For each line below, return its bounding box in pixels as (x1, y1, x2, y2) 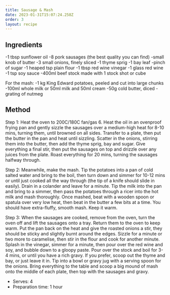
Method (5, 105, 31, 114)
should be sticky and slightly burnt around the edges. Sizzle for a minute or (5, 230, 162, 237)
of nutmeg (21, 91, 43, 97)
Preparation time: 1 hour (12, 283, 63, 290)
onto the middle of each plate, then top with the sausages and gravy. (5, 268, 149, 275)
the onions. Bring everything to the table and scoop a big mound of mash (5, 263, 158, 269)
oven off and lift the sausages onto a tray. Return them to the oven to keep (5, 220, 161, 226)
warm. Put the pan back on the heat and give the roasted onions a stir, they (5, 225, 162, 231)
